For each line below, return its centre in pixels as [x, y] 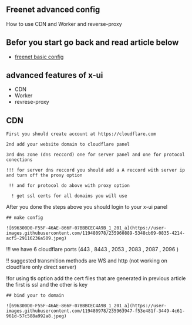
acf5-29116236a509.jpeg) [36, 238]
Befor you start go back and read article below [92, 43]
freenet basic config [39, 57]
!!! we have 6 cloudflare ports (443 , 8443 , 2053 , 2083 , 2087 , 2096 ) [92, 250]
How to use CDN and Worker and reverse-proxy [64, 24]
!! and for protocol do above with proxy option [69, 186]
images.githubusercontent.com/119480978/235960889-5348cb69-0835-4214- [95, 233]
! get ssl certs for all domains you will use [69, 196]
